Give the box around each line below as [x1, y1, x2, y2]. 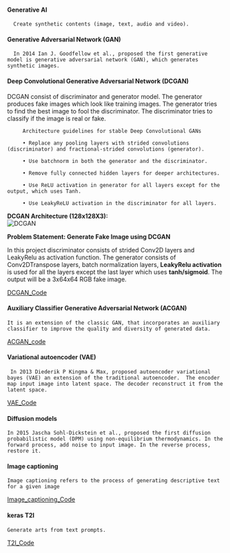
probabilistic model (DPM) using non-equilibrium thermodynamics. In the [7, 435, 224, 443]
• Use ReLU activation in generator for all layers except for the [22, 182, 220, 188]
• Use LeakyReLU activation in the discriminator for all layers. [22, 199, 217, 206]
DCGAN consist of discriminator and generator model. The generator [7, 92, 203, 100]
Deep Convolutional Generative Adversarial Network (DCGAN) [7, 77, 189, 85]
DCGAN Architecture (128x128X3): [7, 212, 109, 220]
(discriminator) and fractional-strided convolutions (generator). [7, 145, 205, 153]
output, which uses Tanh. [7, 188, 81, 195]
